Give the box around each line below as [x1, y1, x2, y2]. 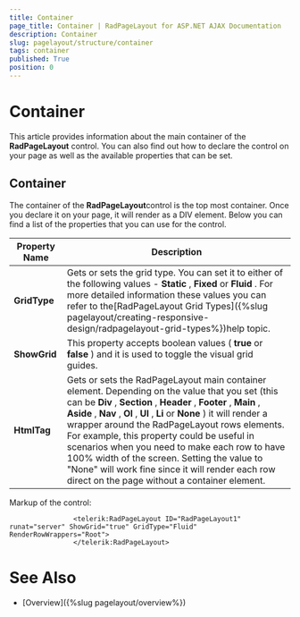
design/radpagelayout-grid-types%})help [66, 322, 246, 334]
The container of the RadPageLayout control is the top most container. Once [9, 199, 289, 210]
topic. [246, 322, 271, 334]
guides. [66, 359, 98, 371]
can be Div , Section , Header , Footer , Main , [66, 395, 261, 408]
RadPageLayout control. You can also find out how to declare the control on [9, 140, 289, 151]
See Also [9, 567, 77, 587]
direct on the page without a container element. [66, 474, 266, 486]
